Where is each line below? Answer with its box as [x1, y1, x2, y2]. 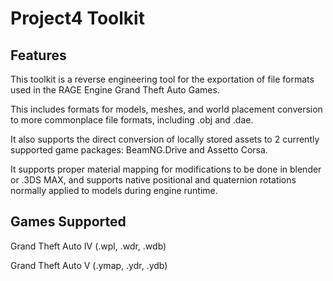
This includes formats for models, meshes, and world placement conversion [10, 103, 323, 115]
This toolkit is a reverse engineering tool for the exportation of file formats [10, 73, 315, 85]
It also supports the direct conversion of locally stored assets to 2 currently [10, 133, 320, 145]
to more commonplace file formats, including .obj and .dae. [10, 114, 254, 126]
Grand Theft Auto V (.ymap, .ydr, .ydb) [10, 259, 168, 271]
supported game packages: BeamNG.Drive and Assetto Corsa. [10, 144, 268, 156]
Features [10, 47, 67, 64]
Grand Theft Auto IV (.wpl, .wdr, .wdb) [10, 240, 167, 252]
